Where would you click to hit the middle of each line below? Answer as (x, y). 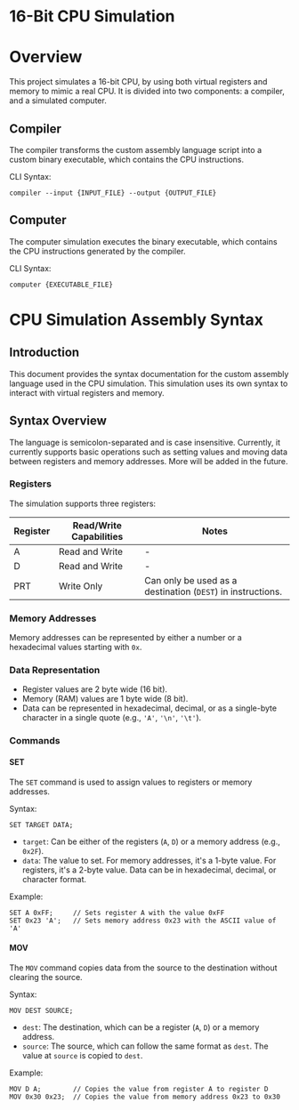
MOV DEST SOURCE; (41, 1010)
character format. (54, 879)
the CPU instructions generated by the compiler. (97, 251)
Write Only (81, 586)
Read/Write (97, 525)
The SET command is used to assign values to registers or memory (131, 782)
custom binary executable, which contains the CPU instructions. (127, 159)
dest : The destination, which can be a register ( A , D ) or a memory (141, 1027)
